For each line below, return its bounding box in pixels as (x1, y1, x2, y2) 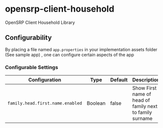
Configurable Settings (5, 64, 58, 71)
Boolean (86, 100, 106, 107)
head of (132, 97, 150, 104)
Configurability (5, 34, 52, 42)
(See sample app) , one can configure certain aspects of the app (5, 52, 134, 57)
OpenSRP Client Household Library (5, 19, 75, 25)
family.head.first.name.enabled (7, 101, 82, 106)
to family (132, 109, 152, 116)
